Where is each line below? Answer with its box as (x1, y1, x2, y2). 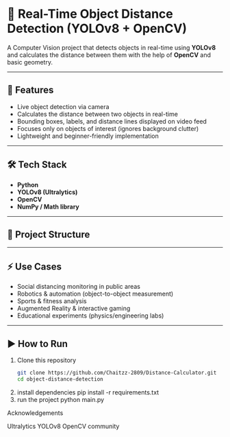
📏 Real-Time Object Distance (7, 6, 173, 22)
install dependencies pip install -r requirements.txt (16, 388, 159, 397)
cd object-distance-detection (16, 375, 104, 383)
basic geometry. (7, 58, 53, 66)
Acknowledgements (7, 408, 64, 417)
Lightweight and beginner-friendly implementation (16, 132, 159, 140)
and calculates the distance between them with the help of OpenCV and (7, 51, 211, 59)
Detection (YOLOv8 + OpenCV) (7, 21, 187, 36)
